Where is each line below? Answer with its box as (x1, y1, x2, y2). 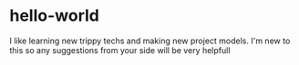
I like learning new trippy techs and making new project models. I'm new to (9, 35, 291, 46)
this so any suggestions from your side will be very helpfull (9, 44, 231, 55)
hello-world (9, 5, 100, 26)
